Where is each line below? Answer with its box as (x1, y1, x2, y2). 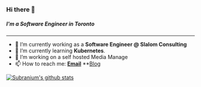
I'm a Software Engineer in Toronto (6, 20, 95, 27)
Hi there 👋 (6, 5, 36, 14)
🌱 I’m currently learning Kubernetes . (14, 47, 106, 54)
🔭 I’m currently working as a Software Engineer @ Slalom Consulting (14, 41, 187, 48)
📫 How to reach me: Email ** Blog (14, 60, 100, 67)
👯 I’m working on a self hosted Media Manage (14, 53, 128, 60)
